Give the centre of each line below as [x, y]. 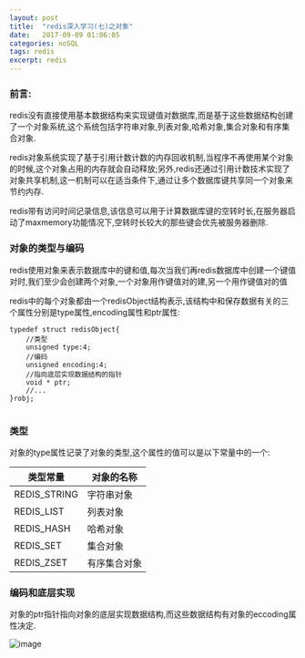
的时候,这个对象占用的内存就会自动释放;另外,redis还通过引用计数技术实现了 [150, 169]
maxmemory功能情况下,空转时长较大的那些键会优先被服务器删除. [147, 222]
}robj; [22, 398]
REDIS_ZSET [41, 562]
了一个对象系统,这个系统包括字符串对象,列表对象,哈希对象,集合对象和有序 [146, 127]
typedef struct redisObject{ [65, 329]
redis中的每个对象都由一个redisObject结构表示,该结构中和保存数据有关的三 [149, 301]
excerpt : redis [38, 60]
